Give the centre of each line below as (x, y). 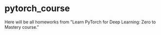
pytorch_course (37, 9)
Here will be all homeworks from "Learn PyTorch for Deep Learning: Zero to (80, 22)
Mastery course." (22, 27)
